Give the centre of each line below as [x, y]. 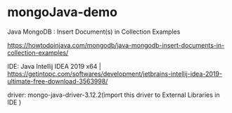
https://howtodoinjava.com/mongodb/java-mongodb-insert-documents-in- [116, 45]
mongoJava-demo [63, 12]
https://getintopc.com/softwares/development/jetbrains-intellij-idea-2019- [115, 74]
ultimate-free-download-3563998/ [58, 81]
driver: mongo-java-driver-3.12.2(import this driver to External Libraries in [114, 95]
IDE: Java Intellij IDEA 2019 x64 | [54, 66]
